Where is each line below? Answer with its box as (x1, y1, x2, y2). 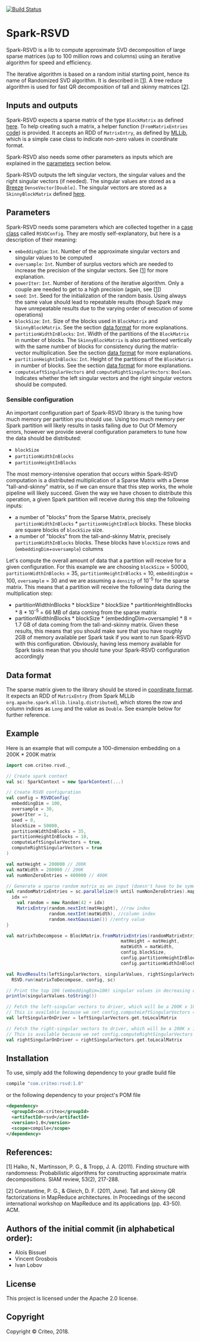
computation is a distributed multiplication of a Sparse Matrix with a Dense (6, 476, 189, 483)
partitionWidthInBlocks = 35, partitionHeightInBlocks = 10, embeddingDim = (6, 569, 193, 577)
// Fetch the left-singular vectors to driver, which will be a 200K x (6, 1004, 187, 1010)
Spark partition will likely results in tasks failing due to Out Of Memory (6, 421, 177, 429)
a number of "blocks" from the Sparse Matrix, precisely (14, 513, 151, 520)
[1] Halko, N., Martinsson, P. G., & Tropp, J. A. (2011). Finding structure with (6, 1163, 190, 1170)
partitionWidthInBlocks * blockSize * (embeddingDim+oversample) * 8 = (14, 615, 192, 622)
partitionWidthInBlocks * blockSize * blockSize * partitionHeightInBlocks (14, 601, 192, 608)
